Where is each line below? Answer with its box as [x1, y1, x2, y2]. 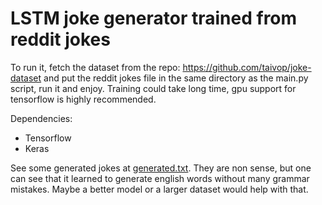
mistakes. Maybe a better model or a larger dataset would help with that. [10, 183, 309, 195]
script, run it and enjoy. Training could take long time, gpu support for [10, 82, 297, 94]
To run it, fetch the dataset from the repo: [10, 61, 181, 73]
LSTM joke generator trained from [10, 7, 298, 30]
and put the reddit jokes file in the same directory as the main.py [43, 72, 309, 84]
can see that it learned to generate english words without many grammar [10, 172, 310, 184]
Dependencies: [10, 112, 73, 124]
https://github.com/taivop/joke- [182, 61, 312, 73]
